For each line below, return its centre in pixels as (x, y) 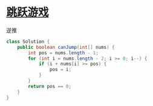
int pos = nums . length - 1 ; (63, 53)
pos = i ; (60, 70)
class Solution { (28, 42)
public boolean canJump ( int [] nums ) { (66, 47)
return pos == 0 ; (50, 86)
